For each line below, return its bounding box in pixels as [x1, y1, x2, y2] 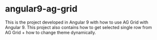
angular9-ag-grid [5, 3, 78, 14]
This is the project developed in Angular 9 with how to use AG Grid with [5, 19, 149, 25]
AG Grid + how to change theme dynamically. [5, 29, 97, 35]
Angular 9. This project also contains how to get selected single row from [5, 24, 152, 30]
